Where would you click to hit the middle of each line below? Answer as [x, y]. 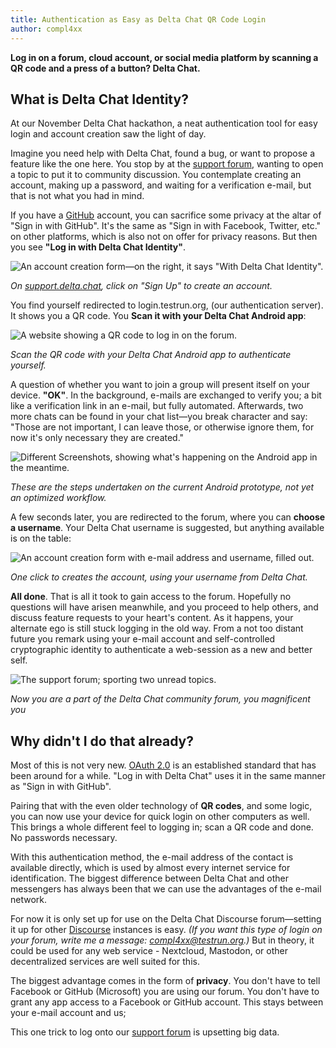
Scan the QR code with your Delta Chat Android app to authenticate [151, 355]
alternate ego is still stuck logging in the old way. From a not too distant [157, 628]
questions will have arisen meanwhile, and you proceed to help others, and [164, 607]
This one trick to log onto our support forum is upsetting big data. [145, 1032]
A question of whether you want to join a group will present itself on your [160, 385]
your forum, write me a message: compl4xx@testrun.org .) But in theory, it [162, 940]
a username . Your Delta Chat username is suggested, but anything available [167, 528]
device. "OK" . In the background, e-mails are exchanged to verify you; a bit [166, 395]
